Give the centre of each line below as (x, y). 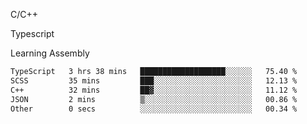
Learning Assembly (50, 53)
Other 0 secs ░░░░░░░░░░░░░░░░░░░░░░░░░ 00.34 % (154, 109)
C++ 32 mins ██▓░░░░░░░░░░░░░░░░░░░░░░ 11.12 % (154, 90)
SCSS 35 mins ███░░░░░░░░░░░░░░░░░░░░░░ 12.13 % (154, 80)
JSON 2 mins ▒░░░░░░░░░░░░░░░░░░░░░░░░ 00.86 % (154, 99)
